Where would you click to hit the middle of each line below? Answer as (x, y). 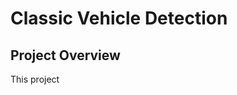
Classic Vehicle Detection (119, 18)
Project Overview (65, 55)
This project (35, 79)
